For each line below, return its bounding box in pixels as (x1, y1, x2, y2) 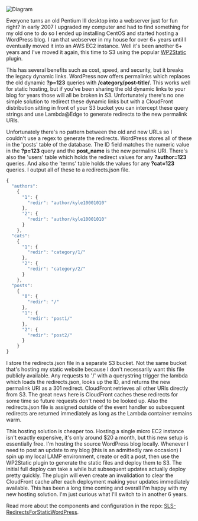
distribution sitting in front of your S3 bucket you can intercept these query (6, 104, 189, 111)
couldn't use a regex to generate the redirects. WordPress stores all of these (6, 135, 192, 142)
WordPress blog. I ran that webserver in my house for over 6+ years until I (6, 36, 186, 43)
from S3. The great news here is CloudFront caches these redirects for (6, 391, 178, 398)
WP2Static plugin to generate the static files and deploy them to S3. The (6, 459, 182, 466)
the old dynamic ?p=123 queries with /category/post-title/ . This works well (6, 79, 191, 86)
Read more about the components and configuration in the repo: (6, 502, 163, 509)
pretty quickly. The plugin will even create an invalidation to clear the (6, 472, 174, 479)
